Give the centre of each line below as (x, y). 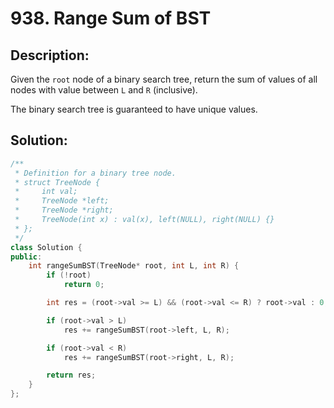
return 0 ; (84, 285)
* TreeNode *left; (62, 201)
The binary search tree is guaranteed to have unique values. (134, 109)
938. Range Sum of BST (111, 18)
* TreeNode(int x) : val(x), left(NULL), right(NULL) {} (144, 220)
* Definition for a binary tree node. (95, 173)
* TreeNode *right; (64, 210)
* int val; (46, 192)
